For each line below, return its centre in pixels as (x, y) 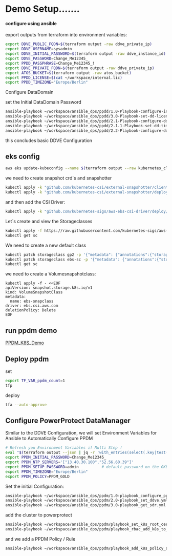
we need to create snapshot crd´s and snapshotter (59, 178)
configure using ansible (31, 23)
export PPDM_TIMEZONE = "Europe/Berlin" (47, 472)
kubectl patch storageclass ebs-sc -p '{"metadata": (63, 260)
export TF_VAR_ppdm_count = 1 (35, 381)
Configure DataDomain (29, 92)
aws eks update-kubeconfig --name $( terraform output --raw (71, 168)
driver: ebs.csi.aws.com (32, 306)
